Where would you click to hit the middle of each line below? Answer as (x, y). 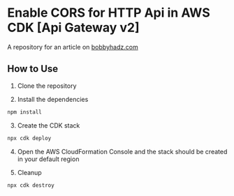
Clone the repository (47, 86)
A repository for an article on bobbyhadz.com (73, 47)
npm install (24, 112)
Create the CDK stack (49, 125)
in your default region (48, 159)
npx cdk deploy (29, 138)
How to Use (33, 69)
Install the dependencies (53, 99)
